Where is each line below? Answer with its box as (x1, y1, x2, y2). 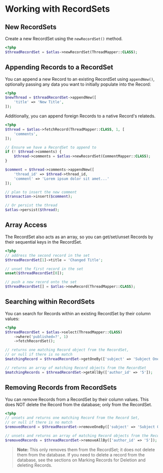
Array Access (5, 221, 48, 229)
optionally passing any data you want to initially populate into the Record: (5, 81, 151, 87)
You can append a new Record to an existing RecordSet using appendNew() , (5, 76, 155, 82)
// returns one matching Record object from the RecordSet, (5, 347, 130, 353)
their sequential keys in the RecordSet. (5, 239, 82, 245)
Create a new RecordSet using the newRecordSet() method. (5, 36, 123, 41)
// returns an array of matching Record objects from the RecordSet (5, 365, 147, 370)
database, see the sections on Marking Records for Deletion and (16, 457, 146, 463)
